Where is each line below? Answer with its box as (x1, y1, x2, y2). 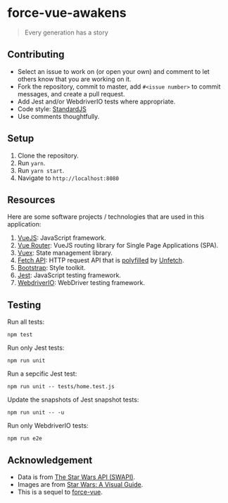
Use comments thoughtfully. (17, 112, 100, 120)
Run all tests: (7, 318, 44, 326)
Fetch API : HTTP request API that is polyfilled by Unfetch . (17, 256, 184, 265)
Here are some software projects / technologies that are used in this (7, 212, 205, 221)
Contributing (7, 49, 65, 61)
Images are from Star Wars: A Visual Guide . (17, 480, 144, 488)
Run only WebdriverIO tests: (7, 421, 89, 430)
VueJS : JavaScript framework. (17, 234, 107, 242)
